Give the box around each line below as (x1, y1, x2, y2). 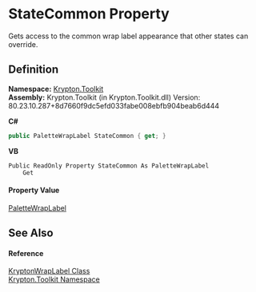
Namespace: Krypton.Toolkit (8, 84, 104, 93)
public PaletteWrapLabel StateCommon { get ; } (8, 132, 166, 140)
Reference (8, 248, 44, 258)
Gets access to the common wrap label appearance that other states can (8, 31, 249, 41)
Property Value (8, 185, 60, 195)
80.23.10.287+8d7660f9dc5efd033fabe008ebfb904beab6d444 (8, 101, 220, 110)
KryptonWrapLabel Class (8, 266, 90, 276)
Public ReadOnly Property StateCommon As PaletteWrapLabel (8, 161, 210, 170)
